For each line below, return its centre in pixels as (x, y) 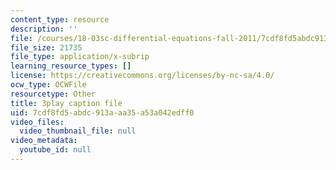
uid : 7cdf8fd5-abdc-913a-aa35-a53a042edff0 (102, 112)
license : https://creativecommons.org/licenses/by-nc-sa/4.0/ (142, 76)
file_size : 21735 (46, 47)
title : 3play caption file (66, 103)
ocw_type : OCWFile (48, 85)
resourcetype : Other (53, 94)
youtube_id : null (55, 150)
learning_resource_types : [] (71, 66)
